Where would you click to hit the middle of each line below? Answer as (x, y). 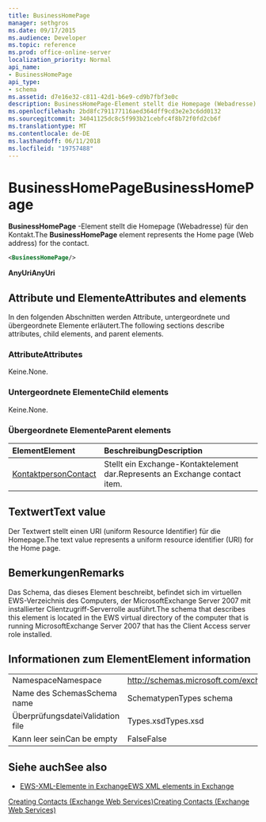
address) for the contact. (49, 244)
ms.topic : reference (42, 45)
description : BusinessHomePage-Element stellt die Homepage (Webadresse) (133, 104)
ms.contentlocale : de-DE (49, 133)
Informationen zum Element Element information (129, 659)
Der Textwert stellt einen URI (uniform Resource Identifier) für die (114, 531)
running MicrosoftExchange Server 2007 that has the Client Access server (129, 626)
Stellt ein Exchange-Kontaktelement (171, 463)
